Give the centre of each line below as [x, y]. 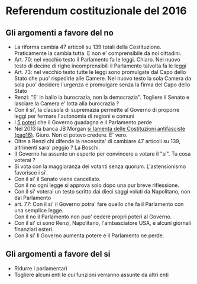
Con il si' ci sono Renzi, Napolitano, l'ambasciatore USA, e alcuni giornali [103, 223]
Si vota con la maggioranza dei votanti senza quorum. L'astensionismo [100, 166]
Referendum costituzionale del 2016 [96, 11]
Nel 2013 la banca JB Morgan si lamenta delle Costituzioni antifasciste [100, 129]
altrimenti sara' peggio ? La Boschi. [57, 147]
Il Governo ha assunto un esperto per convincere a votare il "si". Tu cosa [102, 154]
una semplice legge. [39, 210]
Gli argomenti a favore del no [59, 33]
